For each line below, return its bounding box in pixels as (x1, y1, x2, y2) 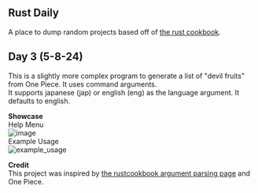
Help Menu (8, 120, 44, 129)
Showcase (8, 111, 43, 121)
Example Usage (8, 136, 59, 146)
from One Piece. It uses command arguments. (8, 79, 157, 89)
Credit (8, 160, 29, 169)
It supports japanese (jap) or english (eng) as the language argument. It (8, 87, 240, 97)
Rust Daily (8, 6, 59, 20)
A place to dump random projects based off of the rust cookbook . (8, 27, 222, 36)
